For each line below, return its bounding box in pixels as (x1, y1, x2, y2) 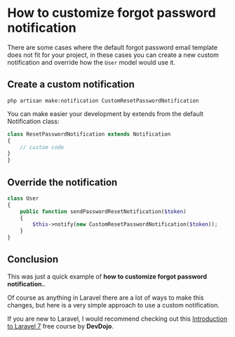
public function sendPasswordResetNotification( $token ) (20, 208, 187, 215)
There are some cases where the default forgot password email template (7, 43, 218, 51)
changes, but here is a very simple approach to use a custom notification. (7, 300, 220, 309)
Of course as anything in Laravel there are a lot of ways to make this (7, 293, 204, 302)
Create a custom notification (7, 79, 135, 91)
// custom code (20, 144, 65, 151)
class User (7, 195, 39, 202)
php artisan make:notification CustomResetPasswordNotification (7, 97, 199, 104)
